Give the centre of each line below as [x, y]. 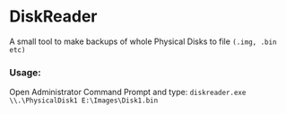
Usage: [26, 72]
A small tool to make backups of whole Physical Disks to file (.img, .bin [143, 41]
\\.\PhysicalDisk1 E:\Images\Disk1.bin [84, 101]
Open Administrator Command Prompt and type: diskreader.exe [128, 92]
